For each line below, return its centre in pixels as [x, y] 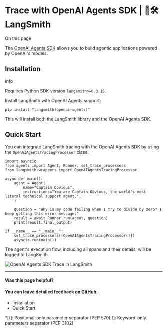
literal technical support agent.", [43, 196]
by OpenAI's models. [27, 53]
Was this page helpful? [29, 280]
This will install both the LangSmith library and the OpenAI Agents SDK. [78, 119]
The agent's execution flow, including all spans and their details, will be [78, 249]
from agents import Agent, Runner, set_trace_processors [66, 166]
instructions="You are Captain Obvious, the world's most [85, 192]
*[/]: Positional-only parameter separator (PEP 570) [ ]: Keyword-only [76, 318]
